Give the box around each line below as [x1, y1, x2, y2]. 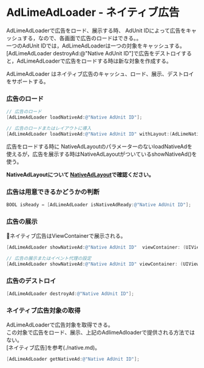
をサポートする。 [6, 77, 49, 85]
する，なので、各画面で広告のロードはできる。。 [22, 34, 142, 41]
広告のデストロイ [6, 276, 56, 285]
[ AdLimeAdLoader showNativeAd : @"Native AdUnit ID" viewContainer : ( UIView [6, 261, 200, 267]
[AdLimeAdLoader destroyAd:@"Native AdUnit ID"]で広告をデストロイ [6, 49, 182, 57]
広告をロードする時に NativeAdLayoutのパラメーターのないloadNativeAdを [6, 142, 193, 150]
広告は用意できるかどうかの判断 [6, 187, 100, 196]
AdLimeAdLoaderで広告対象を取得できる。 [6, 321, 114, 328]
